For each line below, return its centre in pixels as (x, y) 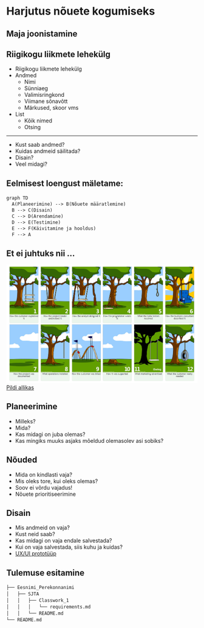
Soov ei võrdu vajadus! (44, 487)
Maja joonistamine (42, 34)
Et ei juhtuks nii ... (41, 253)
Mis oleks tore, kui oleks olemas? (56, 481)
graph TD (17, 198)
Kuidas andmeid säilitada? (48, 151)
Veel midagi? (31, 164)
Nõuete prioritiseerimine (45, 494)
